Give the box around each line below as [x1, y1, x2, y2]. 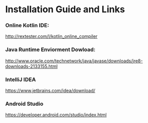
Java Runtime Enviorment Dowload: [5, 46, 96, 53]
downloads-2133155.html [5, 63, 58, 69]
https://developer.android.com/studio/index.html [5, 112, 107, 118]
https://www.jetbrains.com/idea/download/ [5, 88, 96, 94]
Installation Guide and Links [5, 4, 125, 15]
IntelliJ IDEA [5, 76, 36, 83]
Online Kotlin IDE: [5, 22, 49, 29]
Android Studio [5, 101, 44, 107]
